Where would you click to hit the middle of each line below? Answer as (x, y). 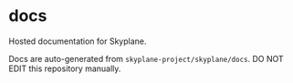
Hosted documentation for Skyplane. (78, 41)
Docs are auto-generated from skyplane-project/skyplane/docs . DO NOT (146, 58)
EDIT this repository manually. (65, 68)
